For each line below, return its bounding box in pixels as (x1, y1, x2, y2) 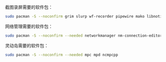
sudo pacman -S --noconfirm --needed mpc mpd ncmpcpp (5, 52, 119, 57)
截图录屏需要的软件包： (5, 4, 53, 10)
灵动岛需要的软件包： (5, 42, 48, 48)
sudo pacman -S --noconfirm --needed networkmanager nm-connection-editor (5, 33, 163, 38)
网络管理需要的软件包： (5, 23, 53, 29)
